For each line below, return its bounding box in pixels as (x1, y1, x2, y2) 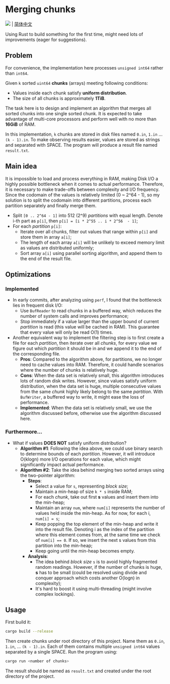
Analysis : (27, 553, 48, 559)
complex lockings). (35, 591, 75, 597)
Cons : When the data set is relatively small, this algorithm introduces (20, 372, 164, 379)
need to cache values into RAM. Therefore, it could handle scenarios (20, 362, 164, 368)
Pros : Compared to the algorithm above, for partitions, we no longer (20, 356, 162, 363)
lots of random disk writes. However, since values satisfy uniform (20, 378, 157, 384)
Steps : (27, 477, 42, 483)
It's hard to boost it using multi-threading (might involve (35, 585, 152, 592)
